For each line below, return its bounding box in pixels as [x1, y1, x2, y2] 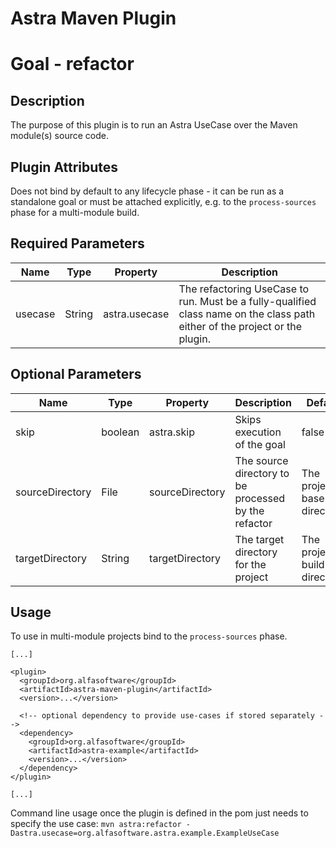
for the [234, 557, 267, 571]
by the [234, 503, 265, 517]
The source [234, 453, 289, 467]
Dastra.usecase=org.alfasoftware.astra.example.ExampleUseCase [10, 828, 280, 839]
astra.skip [149, 425, 195, 439]
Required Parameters [10, 235, 145, 252]
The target [234, 532, 285, 546]
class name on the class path [178, 307, 316, 321]
